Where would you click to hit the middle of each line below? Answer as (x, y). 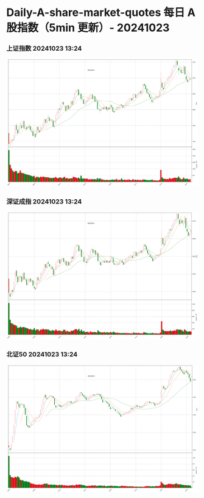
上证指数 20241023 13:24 (44, 48)
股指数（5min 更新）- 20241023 (88, 28)
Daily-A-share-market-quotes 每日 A (101, 13)
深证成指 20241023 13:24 (44, 201)
